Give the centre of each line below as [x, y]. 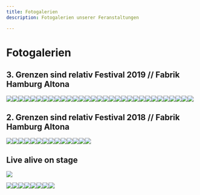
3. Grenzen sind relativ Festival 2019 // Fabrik [93, 75]
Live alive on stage [42, 160]
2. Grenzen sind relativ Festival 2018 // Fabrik [93, 117]
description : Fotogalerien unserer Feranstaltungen [73, 18]
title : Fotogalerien [32, 12]
